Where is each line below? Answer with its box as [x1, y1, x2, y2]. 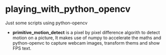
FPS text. [12, 45, 32, 51]
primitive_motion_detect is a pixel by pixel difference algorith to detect [12, 29, 160, 35]
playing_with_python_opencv [5, 3, 131, 15]
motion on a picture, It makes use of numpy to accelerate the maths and [12, 35, 161, 41]
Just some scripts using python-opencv [5, 20, 88, 26]
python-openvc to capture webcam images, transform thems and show [12, 40, 160, 46]
